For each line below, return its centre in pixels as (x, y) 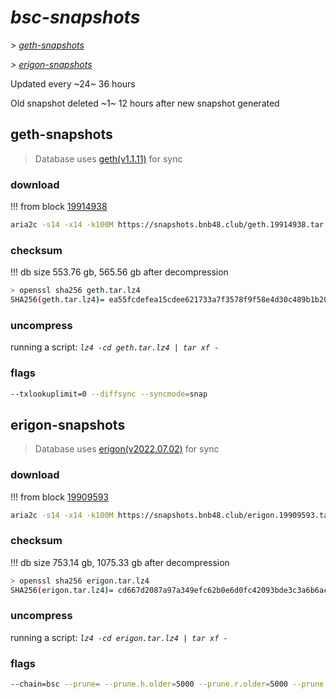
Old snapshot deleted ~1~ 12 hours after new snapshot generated (145, 103)
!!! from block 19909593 (60, 497)
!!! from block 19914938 (59, 207)
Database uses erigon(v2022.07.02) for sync (127, 449)
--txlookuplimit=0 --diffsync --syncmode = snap (109, 394)
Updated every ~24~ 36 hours (73, 83)
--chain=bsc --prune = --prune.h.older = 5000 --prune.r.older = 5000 (149, 684)
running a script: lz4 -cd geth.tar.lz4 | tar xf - (115, 347)
